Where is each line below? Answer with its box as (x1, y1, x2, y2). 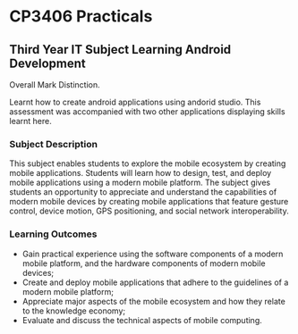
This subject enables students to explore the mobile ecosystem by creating (9, 158, 286, 169)
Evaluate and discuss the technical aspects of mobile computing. (21, 314, 262, 325)
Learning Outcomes (9, 228, 98, 240)
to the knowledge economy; (21, 305, 126, 316)
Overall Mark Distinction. (9, 79, 100, 90)
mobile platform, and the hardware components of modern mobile (21, 257, 266, 269)
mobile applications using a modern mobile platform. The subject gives (9, 177, 271, 188)
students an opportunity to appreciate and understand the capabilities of (9, 187, 277, 197)
